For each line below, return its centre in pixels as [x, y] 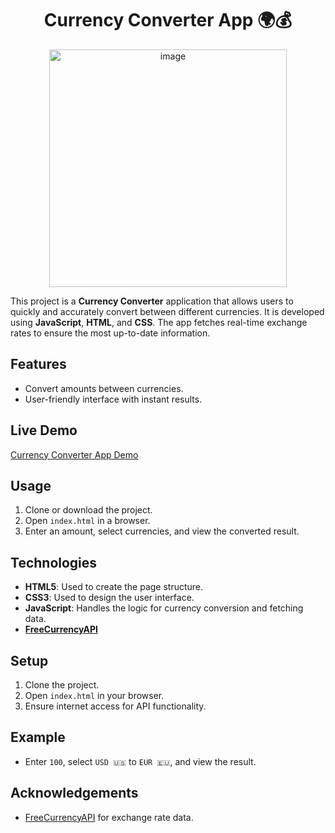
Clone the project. [62, 685]
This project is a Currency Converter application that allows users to [152, 301]
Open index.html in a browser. [87, 521]
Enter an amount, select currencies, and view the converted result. [162, 531]
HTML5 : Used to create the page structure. [114, 587]
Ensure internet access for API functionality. [115, 706]
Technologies [54, 562]
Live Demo [44, 430]
